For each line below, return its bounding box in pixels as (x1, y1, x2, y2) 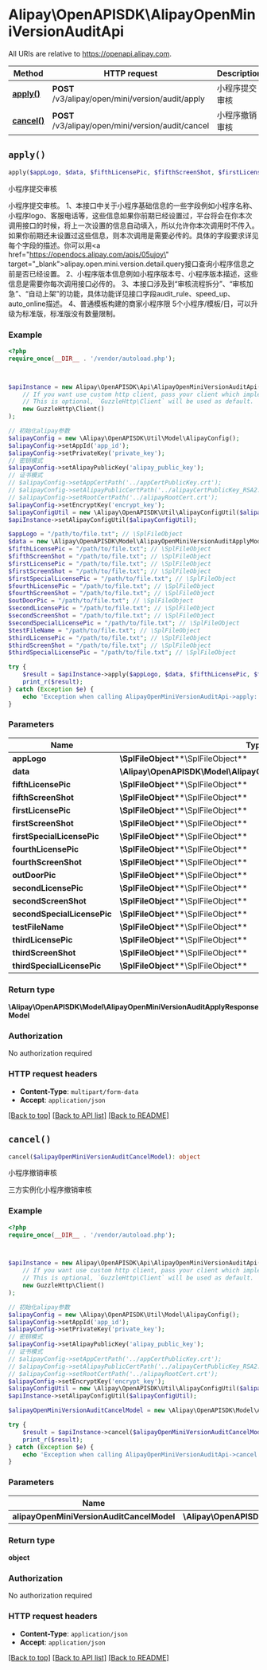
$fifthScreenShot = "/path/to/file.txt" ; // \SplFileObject (8, 552, 212, 561)
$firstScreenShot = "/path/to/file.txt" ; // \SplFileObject (8, 567, 212, 575)
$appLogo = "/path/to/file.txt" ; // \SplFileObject (8, 530, 183, 539)
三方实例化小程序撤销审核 (8, 1185, 92, 1194)
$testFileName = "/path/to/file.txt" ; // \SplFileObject (8, 626, 201, 634)
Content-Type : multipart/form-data (19, 1086, 139, 1096)
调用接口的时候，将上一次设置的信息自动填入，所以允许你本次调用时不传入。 (8, 221, 259, 230)
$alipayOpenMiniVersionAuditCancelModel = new (8, 1406, 165, 1415)
